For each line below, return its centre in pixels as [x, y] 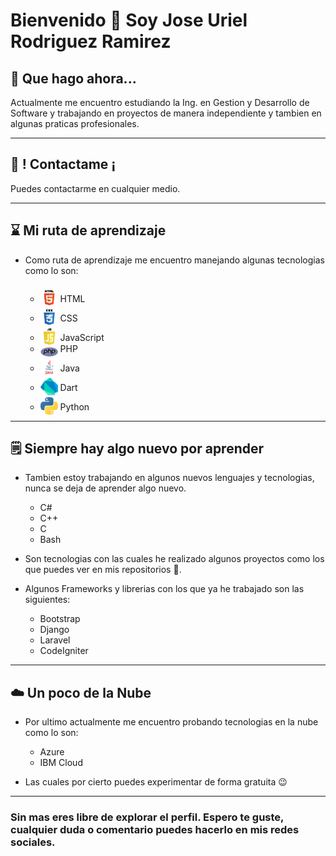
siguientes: [47, 600]
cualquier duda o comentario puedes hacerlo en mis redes [155, 830]
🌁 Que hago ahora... [73, 78]
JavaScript [82, 337]
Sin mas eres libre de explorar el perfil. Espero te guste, [147, 817]
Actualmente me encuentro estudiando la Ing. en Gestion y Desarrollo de [160, 102]
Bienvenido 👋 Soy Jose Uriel [129, 20]
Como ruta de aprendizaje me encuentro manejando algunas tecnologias [174, 260]
